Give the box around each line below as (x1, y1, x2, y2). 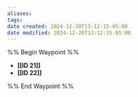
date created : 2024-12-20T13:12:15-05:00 (7, 23, 128, 30)
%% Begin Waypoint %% (7, 48, 79, 56)
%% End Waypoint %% (7, 82, 74, 90)
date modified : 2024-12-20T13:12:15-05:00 (7, 29, 131, 36)
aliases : (7, 10, 32, 17)
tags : (7, 17, 23, 23)
